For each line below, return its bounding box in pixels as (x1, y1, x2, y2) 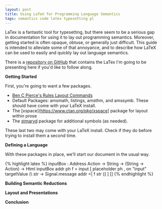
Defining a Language (5, 142, 48, 148)
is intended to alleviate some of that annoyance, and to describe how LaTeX (5, 45, 156, 51)
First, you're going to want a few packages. (5, 83, 92, 89)
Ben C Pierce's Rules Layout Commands (12, 92, 93, 98)
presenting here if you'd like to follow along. (5, 64, 93, 70)
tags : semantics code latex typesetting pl (5, 16, 95, 21)
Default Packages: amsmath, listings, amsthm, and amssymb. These (12, 98, 149, 104)
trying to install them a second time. (5, 133, 77, 138)
